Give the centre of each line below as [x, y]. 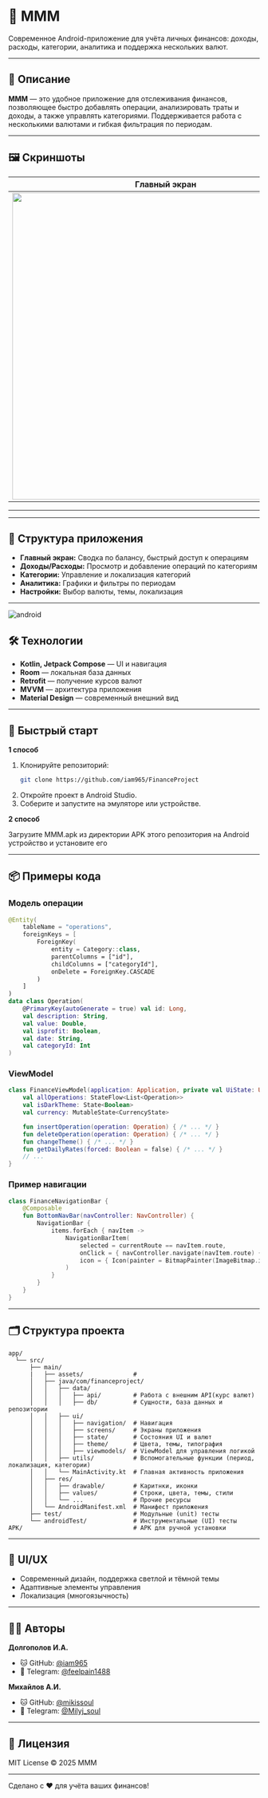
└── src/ [30, 1360]
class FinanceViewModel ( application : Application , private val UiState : [132, 1090]
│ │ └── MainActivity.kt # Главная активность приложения [137, 1472]
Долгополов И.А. [38, 1648]
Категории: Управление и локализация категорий [105, 575]
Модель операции [46, 903]
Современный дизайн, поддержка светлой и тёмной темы [119, 1579]
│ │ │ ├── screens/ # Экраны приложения [115, 1430]
